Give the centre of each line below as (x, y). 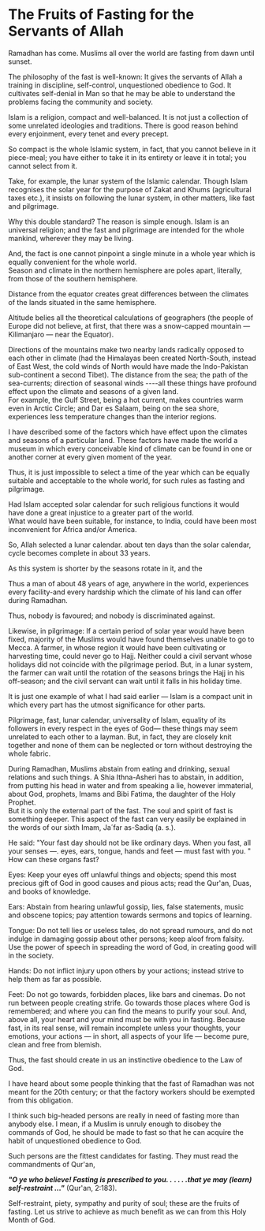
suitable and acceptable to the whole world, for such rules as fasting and (127, 480)
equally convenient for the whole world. (73, 262)
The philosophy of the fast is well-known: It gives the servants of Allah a (125, 76)
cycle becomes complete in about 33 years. (79, 552)
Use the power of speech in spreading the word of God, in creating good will (132, 946)
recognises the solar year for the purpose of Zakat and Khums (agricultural (130, 189)
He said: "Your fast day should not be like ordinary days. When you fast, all (129, 842)
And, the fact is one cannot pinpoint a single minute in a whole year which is (132, 253)
